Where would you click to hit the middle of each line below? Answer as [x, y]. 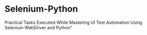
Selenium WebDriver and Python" [39, 27]
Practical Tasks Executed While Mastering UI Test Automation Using [73, 22]
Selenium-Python [41, 9]
